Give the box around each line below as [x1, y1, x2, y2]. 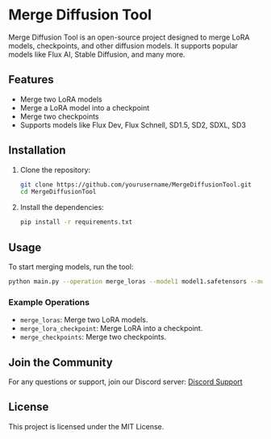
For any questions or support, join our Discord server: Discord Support [8, 377, 244, 387]
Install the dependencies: [19, 203, 105, 212]
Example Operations [8, 296, 90, 307]
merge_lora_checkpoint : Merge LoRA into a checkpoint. [19, 324, 203, 333]
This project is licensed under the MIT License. [8, 421, 165, 431]
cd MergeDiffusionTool [19, 188, 97, 196]
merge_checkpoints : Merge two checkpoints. [19, 332, 167, 342]
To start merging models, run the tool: [8, 262, 134, 271]
